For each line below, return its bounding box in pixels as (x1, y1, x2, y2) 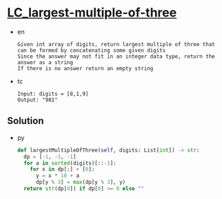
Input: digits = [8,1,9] (17, 90, 89, 97)
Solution (7, 115, 44, 127)
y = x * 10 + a (35, 172, 80, 180)
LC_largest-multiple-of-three (7, 5, 177, 21)
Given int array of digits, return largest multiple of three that (17, 41, 215, 48)
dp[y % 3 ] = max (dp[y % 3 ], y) (35, 179, 126, 186)
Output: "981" (17, 96, 58, 103)
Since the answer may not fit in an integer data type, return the (17, 53, 215, 60)
